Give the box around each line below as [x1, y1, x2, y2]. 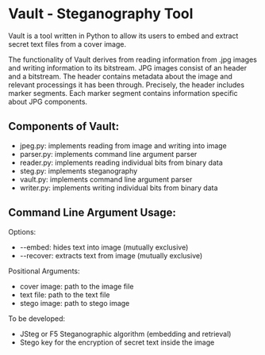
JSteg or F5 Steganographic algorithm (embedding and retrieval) [19, 329, 232, 338]
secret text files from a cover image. [8, 39, 127, 48]
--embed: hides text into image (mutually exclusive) [19, 242, 189, 252]
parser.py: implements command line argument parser [19, 149, 198, 158]
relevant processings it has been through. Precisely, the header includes [8, 80, 244, 90]
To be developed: [8, 314, 66, 323]
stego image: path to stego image [19, 298, 130, 307]
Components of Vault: [8, 120, 120, 133]
